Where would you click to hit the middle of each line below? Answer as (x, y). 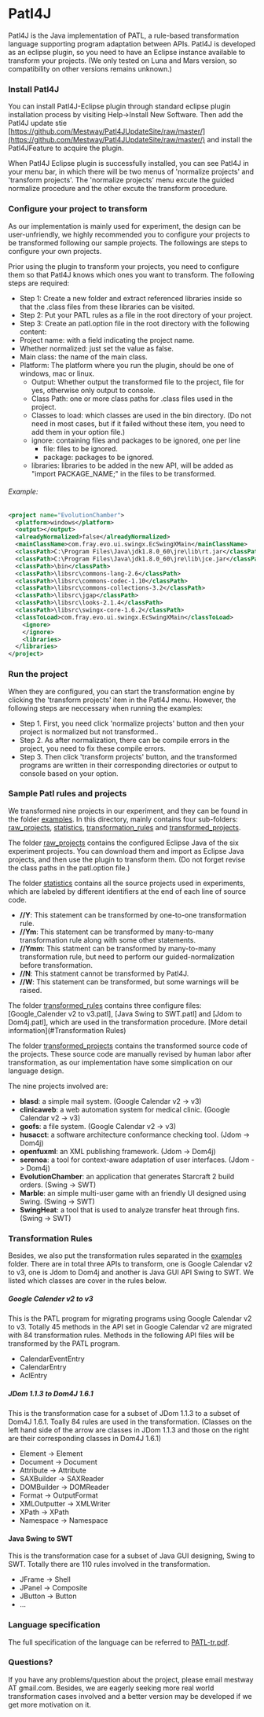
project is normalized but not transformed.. (89, 731)
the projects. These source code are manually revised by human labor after (130, 1053)
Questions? (31, 1662)
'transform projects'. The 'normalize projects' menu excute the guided (121, 180)
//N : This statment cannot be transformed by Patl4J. (104, 973)
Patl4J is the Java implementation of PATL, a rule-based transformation (124, 35)
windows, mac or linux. (57, 373)
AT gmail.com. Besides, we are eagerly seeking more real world (111, 1688)
